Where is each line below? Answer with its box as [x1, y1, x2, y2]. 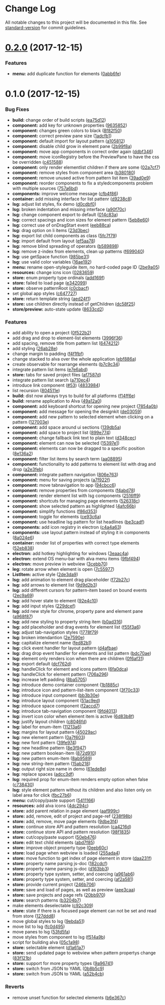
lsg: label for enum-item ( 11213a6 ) [12, 724, 82, 730]
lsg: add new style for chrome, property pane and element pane [12, 608, 143, 614]
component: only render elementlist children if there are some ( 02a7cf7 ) [12, 164, 161, 170]
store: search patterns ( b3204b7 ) [12, 897, 82, 903]
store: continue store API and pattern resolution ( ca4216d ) [12, 824, 132, 830]
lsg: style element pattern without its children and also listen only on [12, 787, 152, 793]
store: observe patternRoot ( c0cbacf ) [12, 285, 89, 291]
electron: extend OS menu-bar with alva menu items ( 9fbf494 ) [12, 556, 141, 562]
